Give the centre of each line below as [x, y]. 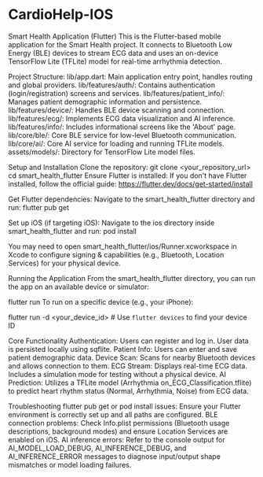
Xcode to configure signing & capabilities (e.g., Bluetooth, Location [116, 254]
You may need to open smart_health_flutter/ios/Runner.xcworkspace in [122, 246]
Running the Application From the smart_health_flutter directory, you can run [132, 278]
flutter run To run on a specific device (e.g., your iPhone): [101, 301]
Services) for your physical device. [64, 263]
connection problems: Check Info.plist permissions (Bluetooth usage [119, 423]
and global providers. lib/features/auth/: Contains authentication [112, 85]
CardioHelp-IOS [61, 15]
